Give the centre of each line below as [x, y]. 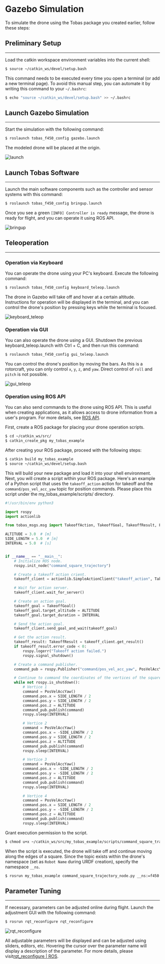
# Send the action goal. [39, 624]
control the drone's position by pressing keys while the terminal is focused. [81, 307]
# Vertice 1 [35, 687]
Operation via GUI [27, 329]
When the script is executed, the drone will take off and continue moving [79, 851]
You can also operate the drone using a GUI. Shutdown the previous [74, 340]
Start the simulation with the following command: [55, 129]
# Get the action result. [41, 637]
